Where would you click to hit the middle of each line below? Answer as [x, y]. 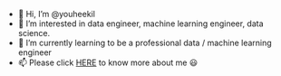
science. [34, 33]
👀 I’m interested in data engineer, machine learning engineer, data [141, 24]
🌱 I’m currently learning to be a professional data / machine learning [145, 43]
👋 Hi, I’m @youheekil [56, 14]
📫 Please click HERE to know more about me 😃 [108, 62]
